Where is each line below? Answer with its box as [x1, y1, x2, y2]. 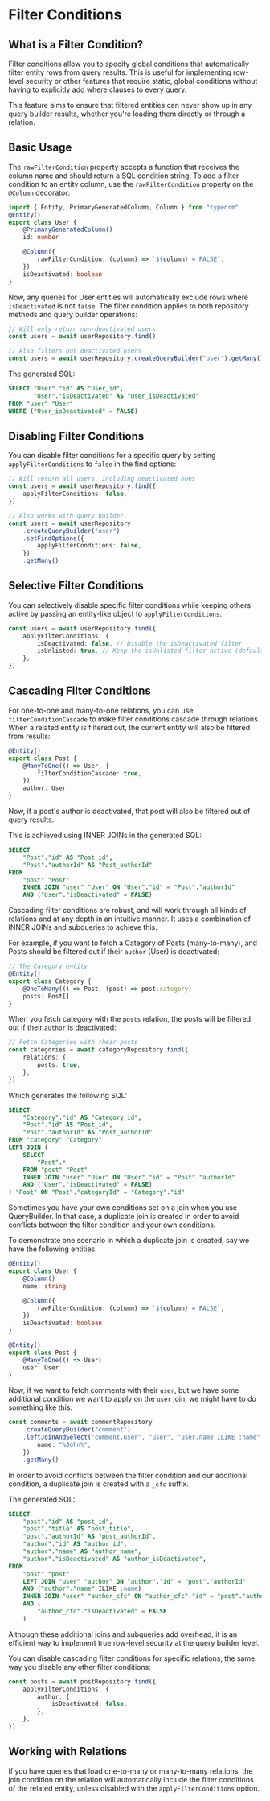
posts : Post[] [22, 992, 70, 1000]
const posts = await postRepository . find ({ [8, 1677, 157, 1686]
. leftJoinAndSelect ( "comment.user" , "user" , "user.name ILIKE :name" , [22, 1433, 264, 1442]
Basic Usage [8, 141, 72, 155]
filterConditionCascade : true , [37, 769, 142, 778]
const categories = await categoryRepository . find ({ [8, 1046, 189, 1054]
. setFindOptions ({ [22, 534, 84, 543]
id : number [22, 233, 59, 242]
